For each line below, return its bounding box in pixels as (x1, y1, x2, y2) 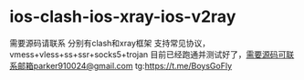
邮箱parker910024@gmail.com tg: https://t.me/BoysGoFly (16, 60, 233, 71)
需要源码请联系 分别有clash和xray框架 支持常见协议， (9, 37, 211, 48)
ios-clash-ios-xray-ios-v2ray (9, 6, 236, 27)
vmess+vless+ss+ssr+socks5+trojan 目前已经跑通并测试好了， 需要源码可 (9, 48, 287, 60)
